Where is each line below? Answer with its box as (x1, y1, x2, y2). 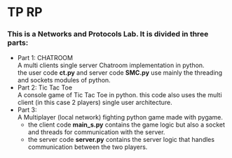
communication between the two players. (27, 143, 148, 151)
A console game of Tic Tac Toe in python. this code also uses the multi (17, 91, 222, 99)
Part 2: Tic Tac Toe (17, 83, 72, 92)
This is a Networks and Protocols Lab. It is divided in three (7, 29, 209, 39)
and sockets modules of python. (17, 76, 111, 85)
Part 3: (17, 106, 37, 114)
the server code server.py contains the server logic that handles (27, 136, 215, 144)
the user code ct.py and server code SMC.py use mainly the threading (17, 69, 223, 77)
